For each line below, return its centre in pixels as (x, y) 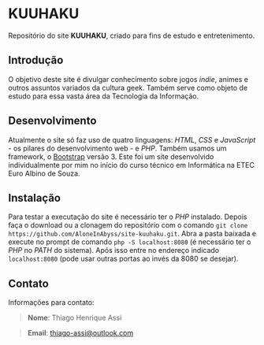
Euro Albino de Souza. (44, 173)
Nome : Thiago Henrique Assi (74, 318)
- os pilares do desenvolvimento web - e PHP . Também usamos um (117, 148)
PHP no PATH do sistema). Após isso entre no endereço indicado (114, 250)
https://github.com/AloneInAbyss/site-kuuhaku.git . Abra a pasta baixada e (132, 234)
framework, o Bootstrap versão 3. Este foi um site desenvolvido (111, 156)
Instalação (35, 198)
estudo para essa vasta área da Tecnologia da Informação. (104, 96)
